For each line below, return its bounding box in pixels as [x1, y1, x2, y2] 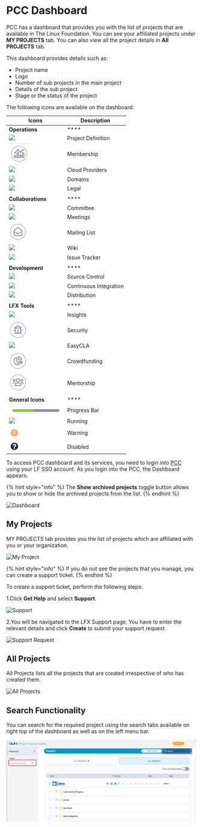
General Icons [8, 396, 45, 403]
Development [8, 264, 43, 272]
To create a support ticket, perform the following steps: [6, 583, 143, 590]
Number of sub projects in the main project [14, 79, 122, 86]
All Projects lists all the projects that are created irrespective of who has [6, 669, 185, 677]
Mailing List [67, 229, 96, 236]
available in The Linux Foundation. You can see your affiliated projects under [6, 30, 196, 37]
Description [80, 117, 111, 124]
